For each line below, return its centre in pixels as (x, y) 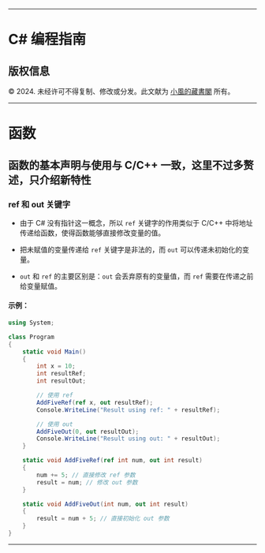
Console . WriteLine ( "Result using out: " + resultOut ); (129, 439)
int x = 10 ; (56, 366)
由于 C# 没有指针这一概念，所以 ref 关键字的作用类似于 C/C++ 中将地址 (136, 222)
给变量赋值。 (40, 286)
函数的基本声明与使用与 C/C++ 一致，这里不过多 (126, 165)
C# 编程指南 (47, 39)
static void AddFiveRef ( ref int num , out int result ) (112, 461)
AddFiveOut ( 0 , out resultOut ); (88, 432)
